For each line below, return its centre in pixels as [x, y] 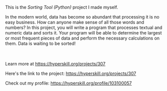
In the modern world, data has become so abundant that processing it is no [82, 17]
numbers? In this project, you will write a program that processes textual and [84, 27]
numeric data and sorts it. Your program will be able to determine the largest [83, 33]
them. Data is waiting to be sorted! [40, 43]
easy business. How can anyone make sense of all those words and [75, 22]
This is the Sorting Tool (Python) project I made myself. [62, 7]
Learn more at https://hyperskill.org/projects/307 [55, 64]
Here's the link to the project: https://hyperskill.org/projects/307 [71, 73]
